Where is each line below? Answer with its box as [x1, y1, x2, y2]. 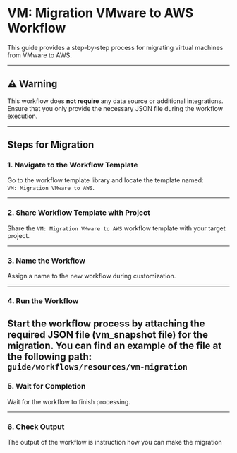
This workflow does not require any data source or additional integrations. [7, 97, 224, 105]
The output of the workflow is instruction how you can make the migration [7, 437, 222, 446]
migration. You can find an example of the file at [7, 340, 222, 352]
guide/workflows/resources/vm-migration [7, 362, 188, 372]
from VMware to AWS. [7, 51, 73, 59]
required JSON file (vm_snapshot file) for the [7, 329, 208, 341]
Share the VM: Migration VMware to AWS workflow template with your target [7, 224, 226, 233]
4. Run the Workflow [7, 295, 79, 305]
